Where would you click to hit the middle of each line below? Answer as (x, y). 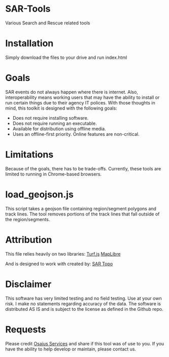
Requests (26, 329)
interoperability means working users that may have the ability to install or (82, 97)
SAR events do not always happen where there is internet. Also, (72, 92)
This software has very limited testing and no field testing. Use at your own (83, 298)
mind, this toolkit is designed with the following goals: (61, 108)
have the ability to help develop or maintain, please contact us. (71, 349)
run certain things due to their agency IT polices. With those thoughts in (80, 102)
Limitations (29, 155)
